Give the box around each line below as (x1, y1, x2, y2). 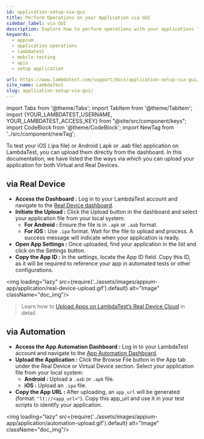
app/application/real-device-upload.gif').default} (6, 284, 129, 292)
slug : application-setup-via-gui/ (6, 88, 94, 94)
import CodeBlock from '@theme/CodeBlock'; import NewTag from (6, 124, 174, 131)
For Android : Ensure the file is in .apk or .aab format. (24, 221, 158, 228)
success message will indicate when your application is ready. (24, 233, 180, 241)
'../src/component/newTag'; (6, 130, 76, 137)
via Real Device (6, 179, 66, 189)
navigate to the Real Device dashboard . (15, 201, 114, 209)
